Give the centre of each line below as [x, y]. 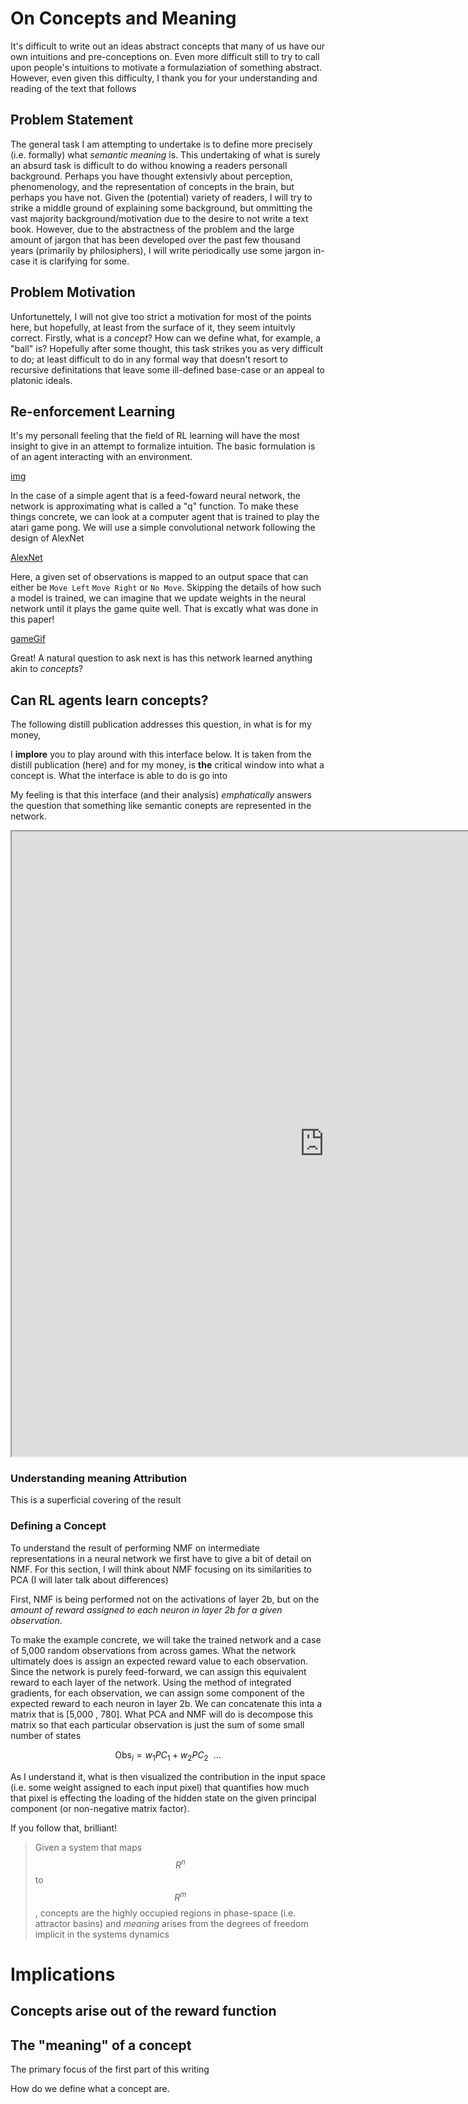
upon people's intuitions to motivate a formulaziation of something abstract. [166, 67]
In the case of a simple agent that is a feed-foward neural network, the [156, 496]
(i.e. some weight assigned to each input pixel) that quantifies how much [160, 1787]
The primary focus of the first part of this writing [110, 2069]
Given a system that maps [88, 1847]
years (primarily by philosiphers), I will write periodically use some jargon [161, 250]
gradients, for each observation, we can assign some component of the [157, 1693]
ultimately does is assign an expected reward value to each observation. [159, 1661]
